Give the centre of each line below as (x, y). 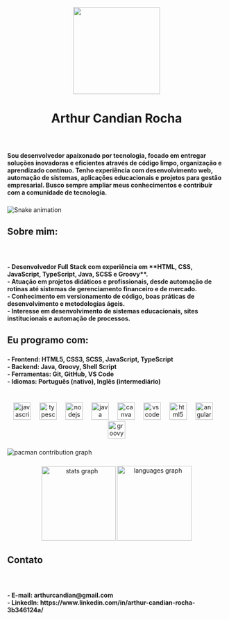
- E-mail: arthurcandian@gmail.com (60, 595)
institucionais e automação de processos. (69, 318)
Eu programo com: (48, 340)
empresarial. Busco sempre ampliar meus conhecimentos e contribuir (110, 185)
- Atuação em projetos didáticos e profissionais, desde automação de (110, 282)
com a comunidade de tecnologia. (57, 192)
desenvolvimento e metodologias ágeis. (66, 303)
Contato (25, 560)
